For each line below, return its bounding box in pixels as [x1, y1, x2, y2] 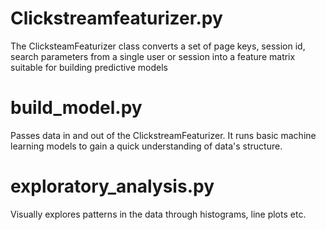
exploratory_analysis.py [10, 175, 215, 198]
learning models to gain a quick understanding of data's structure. [10, 140, 283, 152]
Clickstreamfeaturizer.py [10, 7, 223, 30]
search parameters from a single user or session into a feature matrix [10, 50, 296, 62]
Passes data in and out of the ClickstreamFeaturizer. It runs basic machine [10, 129, 317, 141]
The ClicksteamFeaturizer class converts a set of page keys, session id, [10, 40, 306, 52]
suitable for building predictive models [10, 61, 168, 73]
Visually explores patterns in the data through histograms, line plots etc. [10, 208, 307, 220]
